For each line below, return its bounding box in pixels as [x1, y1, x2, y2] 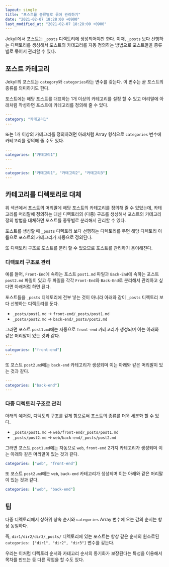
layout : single [5, 7, 37, 13]
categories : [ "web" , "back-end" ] [5, 487, 75, 492]
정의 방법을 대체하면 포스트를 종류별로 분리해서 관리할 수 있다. [5, 217, 126, 223]
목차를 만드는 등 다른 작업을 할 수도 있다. [5, 556, 84, 563]
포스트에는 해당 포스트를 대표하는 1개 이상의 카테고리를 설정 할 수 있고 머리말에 [5, 96, 158, 102]
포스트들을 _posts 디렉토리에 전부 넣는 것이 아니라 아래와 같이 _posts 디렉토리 [5, 295, 158, 301]
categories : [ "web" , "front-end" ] [5, 461, 78, 466]
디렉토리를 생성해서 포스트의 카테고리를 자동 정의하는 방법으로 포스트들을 [10, 42, 153, 48]
